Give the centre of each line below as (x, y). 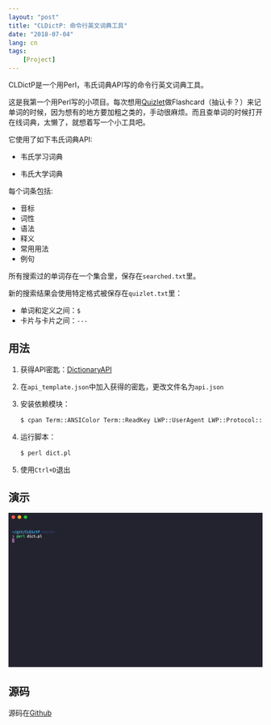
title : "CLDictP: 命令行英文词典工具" (68, 25)
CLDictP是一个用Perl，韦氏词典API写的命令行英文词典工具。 (108, 85)
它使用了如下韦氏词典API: (50, 139)
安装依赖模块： (45, 404)
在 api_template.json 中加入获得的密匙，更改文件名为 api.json (122, 386)
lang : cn (23, 43)
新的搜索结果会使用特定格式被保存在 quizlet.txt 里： (96, 293)
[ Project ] (40, 60)
